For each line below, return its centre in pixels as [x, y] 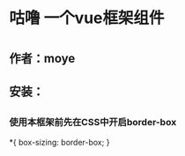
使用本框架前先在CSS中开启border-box [93, 123]
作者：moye [42, 59]
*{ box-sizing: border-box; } [59, 142]
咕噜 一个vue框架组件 [87, 18]
